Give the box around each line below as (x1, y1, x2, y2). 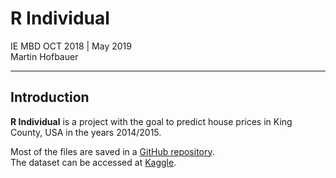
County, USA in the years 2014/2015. (10, 126, 162, 138)
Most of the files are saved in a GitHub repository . (10, 145, 215, 157)
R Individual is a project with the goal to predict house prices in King (10, 115, 293, 127)
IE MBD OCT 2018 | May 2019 (10, 40, 132, 52)
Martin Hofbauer (10, 50, 79, 62)
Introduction (10, 89, 90, 106)
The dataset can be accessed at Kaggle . (10, 156, 177, 168)
